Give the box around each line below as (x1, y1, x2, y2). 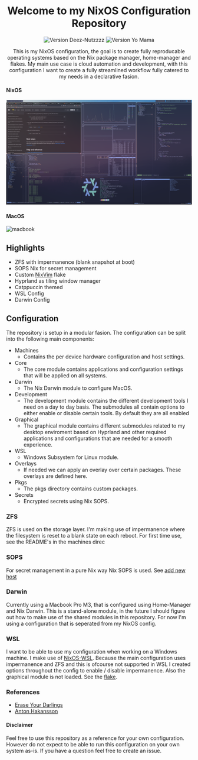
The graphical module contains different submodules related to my (23, 422, 186, 429)
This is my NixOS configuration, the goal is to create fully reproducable (12, 47, 186, 54)
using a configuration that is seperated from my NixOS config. (6, 620, 157, 627)
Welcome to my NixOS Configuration (7, 4, 191, 18)
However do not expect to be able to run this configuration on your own (6, 740, 180, 748)
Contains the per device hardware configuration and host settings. (23, 353, 185, 360)
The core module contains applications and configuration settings (23, 366, 184, 373)
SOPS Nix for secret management (14, 265, 97, 272)
